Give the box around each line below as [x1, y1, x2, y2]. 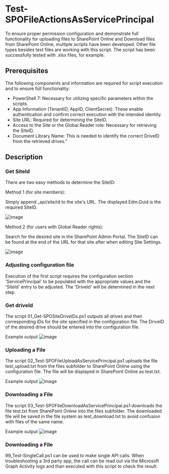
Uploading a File [5, 346, 46, 353]
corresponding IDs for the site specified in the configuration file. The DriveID [5, 319, 164, 325]
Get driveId [5, 302, 33, 309]
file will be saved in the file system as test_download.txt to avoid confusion [5, 413, 160, 419]
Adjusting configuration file [5, 261, 74, 268]
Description [5, 153, 43, 162]
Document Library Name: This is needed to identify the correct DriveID [12, 132, 160, 139]
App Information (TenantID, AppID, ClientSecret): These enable [12, 106, 143, 112]
